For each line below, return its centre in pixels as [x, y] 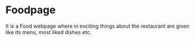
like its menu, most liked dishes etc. [48, 32]
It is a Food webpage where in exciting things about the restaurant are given [97, 26]
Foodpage [31, 10]
